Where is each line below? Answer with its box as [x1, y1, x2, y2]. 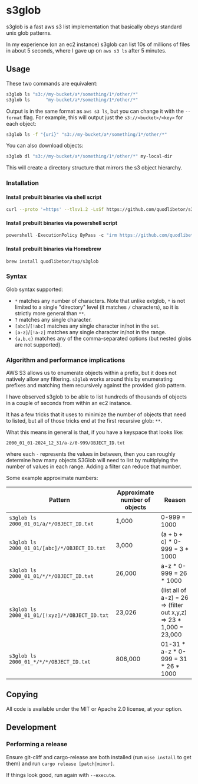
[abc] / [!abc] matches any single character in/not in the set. [14, 322, 160, 329]
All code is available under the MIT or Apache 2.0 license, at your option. [6, 705, 183, 712]
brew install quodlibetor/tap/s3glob [6, 258, 99, 264]
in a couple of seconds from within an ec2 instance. [6, 400, 132, 406]
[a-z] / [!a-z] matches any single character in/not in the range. [14, 328, 167, 335]
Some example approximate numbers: [6, 475, 98, 481]
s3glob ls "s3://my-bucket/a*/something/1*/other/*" [6, 91, 138, 97]
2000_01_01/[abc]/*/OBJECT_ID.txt [9, 545, 106, 551]
